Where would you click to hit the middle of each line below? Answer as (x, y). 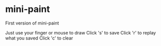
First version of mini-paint (32, 23)
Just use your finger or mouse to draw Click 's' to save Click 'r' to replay (80, 32)
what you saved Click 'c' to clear (39, 38)
